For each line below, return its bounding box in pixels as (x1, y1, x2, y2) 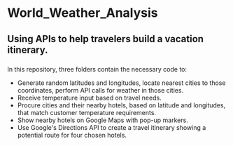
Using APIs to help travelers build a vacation (7, 33, 204, 45)
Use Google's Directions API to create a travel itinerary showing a (17, 123, 206, 131)
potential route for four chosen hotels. (17, 131, 127, 139)
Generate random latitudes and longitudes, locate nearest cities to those (17, 79, 226, 87)
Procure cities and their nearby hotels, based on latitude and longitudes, (17, 100, 226, 109)
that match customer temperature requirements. (17, 108, 156, 117)
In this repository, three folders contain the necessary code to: (7, 65, 188, 73)
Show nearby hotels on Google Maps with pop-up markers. (17, 116, 189, 124)
